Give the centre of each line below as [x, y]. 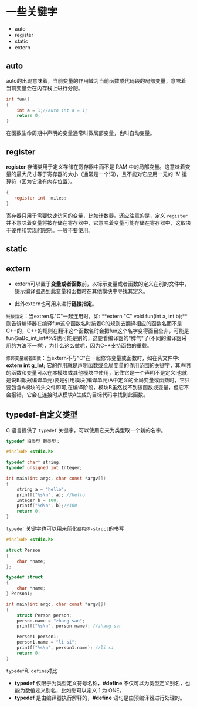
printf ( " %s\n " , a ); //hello [51, 495]
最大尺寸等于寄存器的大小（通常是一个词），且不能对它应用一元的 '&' [98, 174]
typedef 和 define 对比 [32, 671]
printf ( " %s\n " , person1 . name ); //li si [65, 648]
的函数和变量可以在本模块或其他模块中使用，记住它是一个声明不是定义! [92, 372]
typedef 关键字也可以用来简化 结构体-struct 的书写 [65, 528]
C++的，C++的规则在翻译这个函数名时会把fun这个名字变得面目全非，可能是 [98, 331]
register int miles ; [40, 198]
